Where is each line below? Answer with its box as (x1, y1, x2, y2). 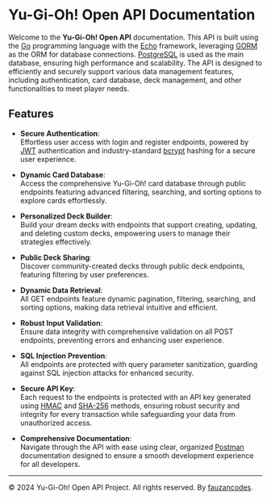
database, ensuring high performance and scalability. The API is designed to (8, 58, 262, 68)
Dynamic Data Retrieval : (19, 285, 103, 295)
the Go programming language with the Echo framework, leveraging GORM (8, 40, 258, 50)
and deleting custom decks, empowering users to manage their (19, 228, 231, 238)
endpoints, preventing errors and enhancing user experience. (19, 335, 224, 344)
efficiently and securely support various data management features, (8, 66, 235, 76)
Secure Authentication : (19, 128, 101, 138)
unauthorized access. (19, 418, 93, 427)
